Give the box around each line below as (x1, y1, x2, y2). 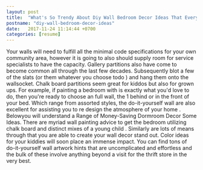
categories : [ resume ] (6, 31, 61, 38)
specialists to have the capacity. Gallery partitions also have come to (6, 61, 177, 68)
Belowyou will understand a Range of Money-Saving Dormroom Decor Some (6, 113, 197, 120)
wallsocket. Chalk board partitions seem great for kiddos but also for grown (6, 80, 195, 88)
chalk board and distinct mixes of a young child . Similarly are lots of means (6, 125, 195, 132)
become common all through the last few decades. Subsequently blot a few (6, 67, 195, 74)
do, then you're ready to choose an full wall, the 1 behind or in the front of (6, 93, 189, 100)
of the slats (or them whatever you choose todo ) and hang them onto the (6, 74, 189, 81)
